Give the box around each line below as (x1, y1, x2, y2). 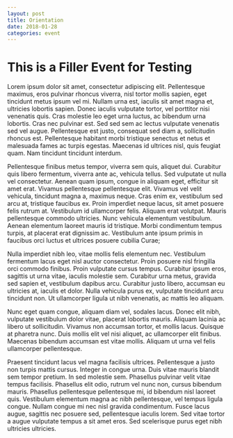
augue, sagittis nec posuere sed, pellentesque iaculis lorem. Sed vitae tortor (7, 409, 225, 418)
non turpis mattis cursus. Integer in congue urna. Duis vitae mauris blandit (7, 366, 219, 374)
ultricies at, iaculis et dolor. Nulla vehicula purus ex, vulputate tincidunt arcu (7, 286, 224, 295)
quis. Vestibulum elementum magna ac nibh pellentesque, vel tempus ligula (7, 395, 223, 403)
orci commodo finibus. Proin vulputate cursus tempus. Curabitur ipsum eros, (7, 265, 226, 273)
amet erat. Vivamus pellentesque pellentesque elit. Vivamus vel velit (7, 185, 202, 193)
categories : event (7, 29, 61, 37)
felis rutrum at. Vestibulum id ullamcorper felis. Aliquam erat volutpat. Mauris (7, 206, 227, 216)
